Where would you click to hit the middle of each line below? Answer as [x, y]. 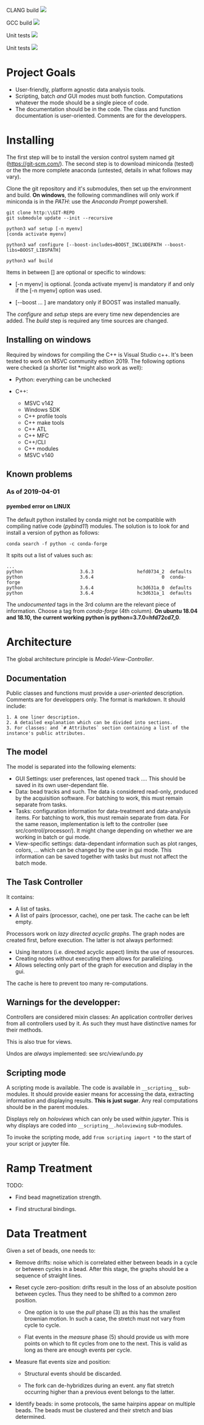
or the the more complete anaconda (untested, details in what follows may [100, 170]
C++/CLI [35, 442]
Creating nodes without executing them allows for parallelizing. [94, 958]
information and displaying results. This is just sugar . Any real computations [102, 1101]
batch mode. [31, 863]
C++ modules [41, 449]
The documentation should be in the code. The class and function [98, 109]
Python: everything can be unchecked [63, 379]
